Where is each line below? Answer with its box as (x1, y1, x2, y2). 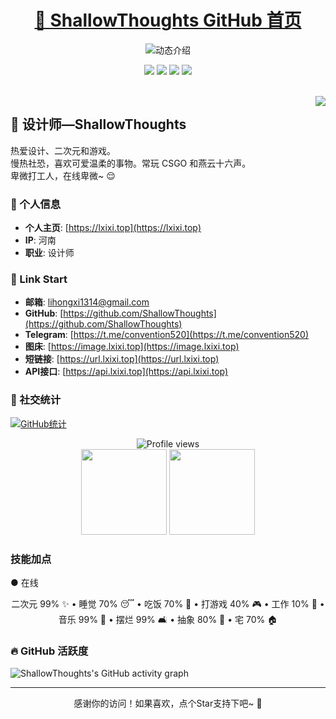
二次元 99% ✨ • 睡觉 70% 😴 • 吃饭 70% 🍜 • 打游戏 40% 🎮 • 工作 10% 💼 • (11, 597, 325, 610)
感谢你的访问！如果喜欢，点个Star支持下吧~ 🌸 (73, 697, 263, 710)
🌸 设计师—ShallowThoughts (10, 116, 187, 133)
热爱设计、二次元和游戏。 (10, 144, 116, 156)
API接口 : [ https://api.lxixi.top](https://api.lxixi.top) (24, 366, 229, 378)
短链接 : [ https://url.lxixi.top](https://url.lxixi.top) (24, 353, 220, 365)
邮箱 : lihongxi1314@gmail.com (24, 296, 150, 308)
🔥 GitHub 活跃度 (10, 644, 89, 658)
